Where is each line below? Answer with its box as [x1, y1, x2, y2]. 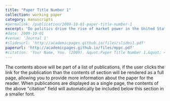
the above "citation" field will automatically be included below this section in [5, 85, 164, 91]
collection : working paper [5, 12, 62, 17]
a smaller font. [5, 91, 35, 97]
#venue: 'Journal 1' [5, 36, 49, 41]
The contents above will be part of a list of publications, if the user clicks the [5, 64, 164, 70]
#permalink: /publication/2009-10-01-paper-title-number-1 [5, 21, 133, 27]
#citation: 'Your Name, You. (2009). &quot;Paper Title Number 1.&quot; [5, 50, 162, 55]
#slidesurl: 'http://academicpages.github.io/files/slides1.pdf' [5, 41, 146, 46]
